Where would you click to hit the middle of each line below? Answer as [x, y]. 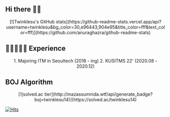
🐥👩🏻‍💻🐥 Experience [36, 49]
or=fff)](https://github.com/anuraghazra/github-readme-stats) [86, 32]
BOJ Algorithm [29, 82]
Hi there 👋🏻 [23, 9]
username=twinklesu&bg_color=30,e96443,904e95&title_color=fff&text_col [86, 27]
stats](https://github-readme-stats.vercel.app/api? [109, 21]
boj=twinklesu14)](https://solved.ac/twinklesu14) [86, 100]
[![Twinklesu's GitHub [32, 21]
